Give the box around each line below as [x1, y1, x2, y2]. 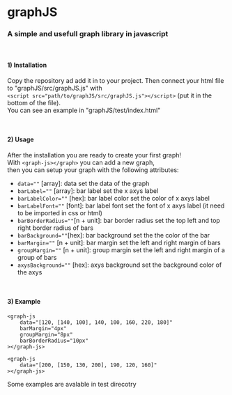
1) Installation [7, 61, 47, 70]
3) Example [7, 297, 41, 306]
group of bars [17, 253, 57, 261]
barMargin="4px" [20, 325, 68, 332]
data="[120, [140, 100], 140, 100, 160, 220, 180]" [20, 319, 173, 326]
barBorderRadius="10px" [20, 337, 89, 345]
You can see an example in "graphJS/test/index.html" [7, 106, 161, 114]
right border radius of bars [17, 224, 94, 232]
